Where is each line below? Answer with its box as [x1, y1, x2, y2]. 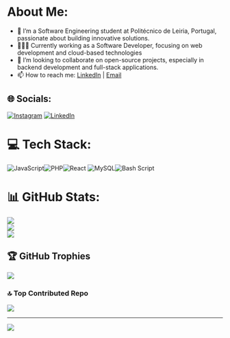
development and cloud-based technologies [16, 49, 142, 57]
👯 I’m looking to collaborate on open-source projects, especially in [16, 55, 204, 64]
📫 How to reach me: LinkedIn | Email [16, 70, 122, 79]
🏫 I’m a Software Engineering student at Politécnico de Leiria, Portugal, [16, 27, 217, 35]
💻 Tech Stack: [7, 136, 92, 152]
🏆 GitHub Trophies [7, 250, 91, 262]
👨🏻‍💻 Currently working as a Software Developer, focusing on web [16, 41, 203, 49]
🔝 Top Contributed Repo [7, 289, 89, 298]
